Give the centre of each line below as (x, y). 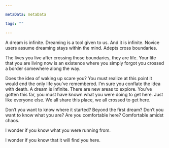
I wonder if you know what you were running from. (58, 130)
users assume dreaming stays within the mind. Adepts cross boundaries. (81, 48)
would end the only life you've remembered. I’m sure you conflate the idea (83, 84)
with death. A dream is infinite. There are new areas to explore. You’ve (79, 89)
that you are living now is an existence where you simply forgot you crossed (85, 63)
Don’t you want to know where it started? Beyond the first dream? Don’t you (84, 109)
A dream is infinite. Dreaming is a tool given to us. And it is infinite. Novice (82, 42)
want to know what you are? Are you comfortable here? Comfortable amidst (84, 115)
